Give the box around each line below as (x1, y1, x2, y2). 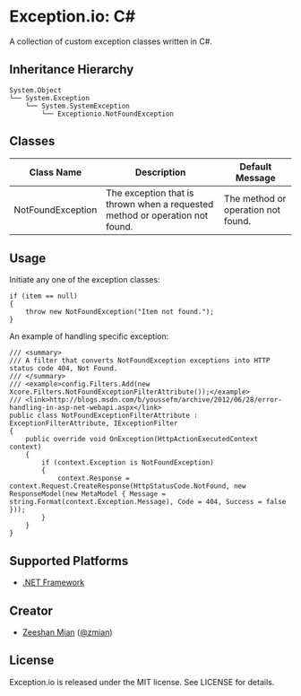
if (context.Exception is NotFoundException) (41, 458, 215, 467)
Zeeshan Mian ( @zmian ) (21, 627, 114, 638)
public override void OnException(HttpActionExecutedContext (25, 435, 258, 444)
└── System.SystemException (25, 101, 130, 110)
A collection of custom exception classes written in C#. (9, 36, 213, 47)
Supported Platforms (9, 553, 129, 569)
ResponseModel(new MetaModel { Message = (9, 490, 167, 499)
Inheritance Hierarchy (9, 62, 134, 77)
